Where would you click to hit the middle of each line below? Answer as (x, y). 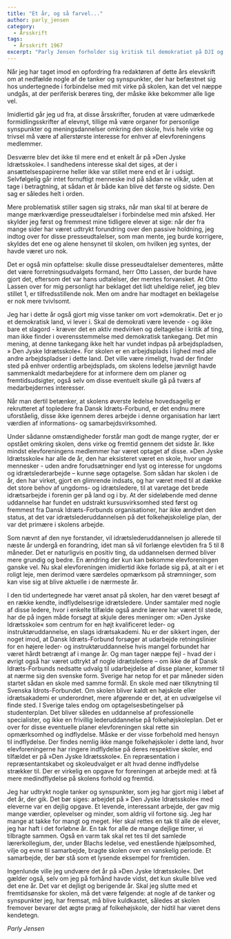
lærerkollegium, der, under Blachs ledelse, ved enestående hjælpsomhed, (112, 843)
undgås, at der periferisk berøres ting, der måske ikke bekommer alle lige (111, 93)
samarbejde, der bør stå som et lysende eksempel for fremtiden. (99, 858)
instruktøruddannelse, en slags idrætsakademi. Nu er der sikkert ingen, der (114, 631)
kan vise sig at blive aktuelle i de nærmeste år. (73, 582)
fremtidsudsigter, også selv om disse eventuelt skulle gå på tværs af (104, 380)
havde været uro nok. (38, 251)
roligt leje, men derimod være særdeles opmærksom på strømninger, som (112, 574)
